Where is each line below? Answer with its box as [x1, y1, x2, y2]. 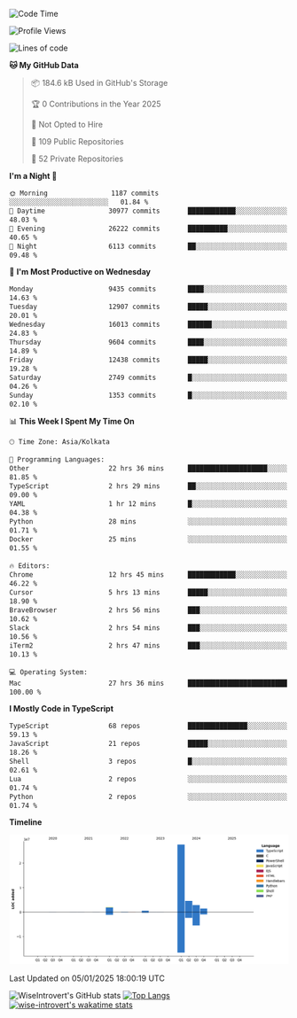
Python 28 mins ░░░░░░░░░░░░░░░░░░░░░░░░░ [9, 517, 288, 526]
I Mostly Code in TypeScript [9, 703, 113, 713]
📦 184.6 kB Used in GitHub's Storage [30, 78, 168, 88]
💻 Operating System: [9, 668, 89, 677]
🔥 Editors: [9, 562, 51, 571]
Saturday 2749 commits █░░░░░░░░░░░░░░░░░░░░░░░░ [9, 373, 288, 382]
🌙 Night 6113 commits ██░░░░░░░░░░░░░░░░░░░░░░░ [9, 242, 288, 251]
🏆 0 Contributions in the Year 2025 [30, 98, 161, 109]
